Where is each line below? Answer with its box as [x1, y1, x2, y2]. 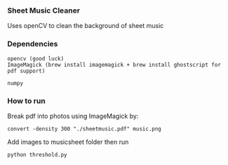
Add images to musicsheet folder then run [7, 138, 129, 146]
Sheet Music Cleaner [7, 6, 81, 15]
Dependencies [7, 39, 58, 49]
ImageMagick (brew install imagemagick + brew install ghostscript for [7, 61, 221, 68]
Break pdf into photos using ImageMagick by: [7, 112, 139, 120]
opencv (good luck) [7, 55, 65, 62]
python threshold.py [7, 151, 68, 158]
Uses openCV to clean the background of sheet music [7, 22, 164, 30]
